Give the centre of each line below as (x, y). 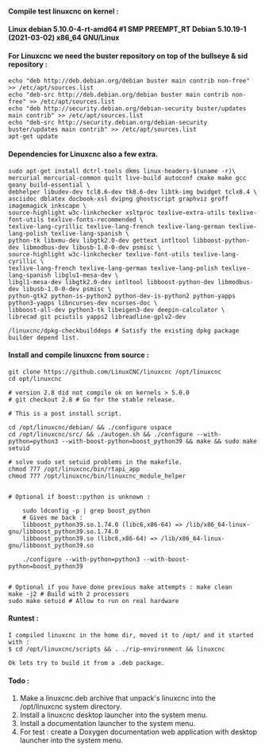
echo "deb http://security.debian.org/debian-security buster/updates (127, 109)
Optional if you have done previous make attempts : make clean (124, 587)
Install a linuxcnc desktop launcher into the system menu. (113, 715)
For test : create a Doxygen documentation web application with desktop (138, 732)
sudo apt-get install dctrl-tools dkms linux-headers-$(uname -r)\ (122, 171)
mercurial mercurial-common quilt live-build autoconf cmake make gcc (127, 178)
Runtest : (23, 618)
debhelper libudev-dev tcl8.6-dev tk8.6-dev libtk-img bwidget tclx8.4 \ (133, 192)
